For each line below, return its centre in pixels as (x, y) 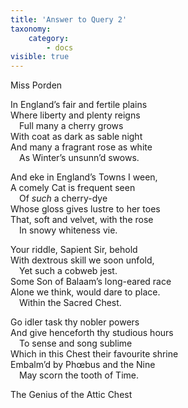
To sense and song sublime (76, 343)
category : (49, 38)
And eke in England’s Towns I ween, (84, 177)
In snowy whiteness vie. (68, 230)
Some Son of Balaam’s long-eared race (91, 282)
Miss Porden (36, 85)
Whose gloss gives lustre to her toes (85, 209)
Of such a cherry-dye (63, 198)
